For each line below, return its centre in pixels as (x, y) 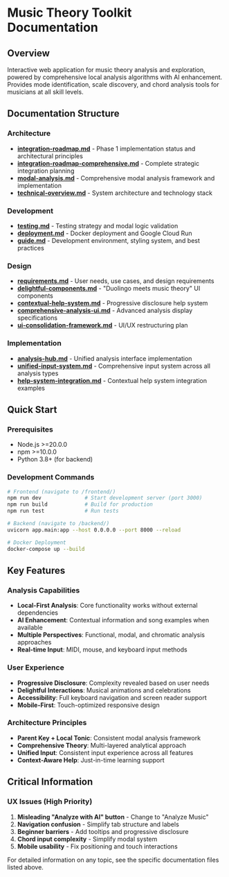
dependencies (38, 613)
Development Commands (51, 477)
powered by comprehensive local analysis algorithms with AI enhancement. (115, 77)
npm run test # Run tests (63, 511)
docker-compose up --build (46, 549)
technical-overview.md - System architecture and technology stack (115, 193)
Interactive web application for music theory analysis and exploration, (106, 70)
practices (31, 248)
